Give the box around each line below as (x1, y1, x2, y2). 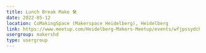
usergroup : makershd (6, 32, 59, 38)
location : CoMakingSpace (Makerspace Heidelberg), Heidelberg (6, 20, 169, 26)
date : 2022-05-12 (6, 15, 51, 21)
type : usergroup (6, 37, 48, 43)
